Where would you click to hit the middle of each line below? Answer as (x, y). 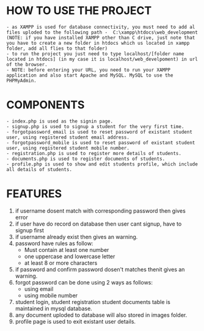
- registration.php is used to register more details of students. (94, 153)
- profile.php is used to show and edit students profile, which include (102, 164)
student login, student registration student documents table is (93, 302)
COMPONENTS (46, 105)
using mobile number (51, 295)
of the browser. (27, 64)
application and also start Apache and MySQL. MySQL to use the (90, 75)
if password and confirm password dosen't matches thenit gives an (100, 269)
